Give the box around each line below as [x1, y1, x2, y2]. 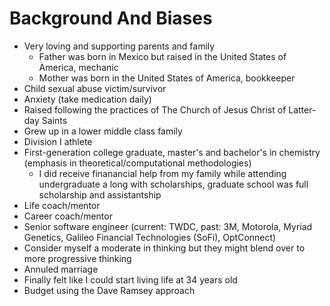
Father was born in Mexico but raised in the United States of [38, 50, 287, 62]
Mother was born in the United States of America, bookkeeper [38, 72, 296, 84]
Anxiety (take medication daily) [23, 93, 152, 105]
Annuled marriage [23, 263, 99, 275]
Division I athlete [23, 135, 93, 147]
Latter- [288, 103, 317, 116]
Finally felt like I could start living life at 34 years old [23, 273, 238, 286]
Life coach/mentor [23, 199, 101, 211]
